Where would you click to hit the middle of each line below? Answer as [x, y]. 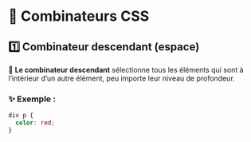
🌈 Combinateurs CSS [79, 16]
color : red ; [35, 123]
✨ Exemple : [32, 99]
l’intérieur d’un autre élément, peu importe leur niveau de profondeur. [122, 78]
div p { [21, 116]
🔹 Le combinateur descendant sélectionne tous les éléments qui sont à [126, 70]
